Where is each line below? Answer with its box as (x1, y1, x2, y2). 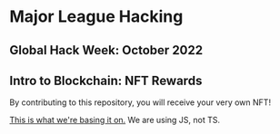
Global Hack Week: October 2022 (9, 43, 203, 58)
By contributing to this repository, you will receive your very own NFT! (9, 97, 271, 108)
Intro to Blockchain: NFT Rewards (9, 72, 203, 88)
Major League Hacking (9, 6, 184, 27)
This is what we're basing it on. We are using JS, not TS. (9, 115, 221, 126)
